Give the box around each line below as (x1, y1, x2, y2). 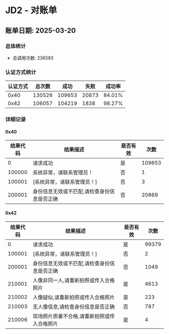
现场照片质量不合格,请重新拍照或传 (32, 312, 115, 319)
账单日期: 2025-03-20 (5, 26, 76, 35)
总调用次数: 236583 (12, 55, 54, 61)
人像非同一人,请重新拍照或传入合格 (32, 277, 115, 284)
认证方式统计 (5, 68, 37, 75)
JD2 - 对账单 (5, 5, 57, 16)
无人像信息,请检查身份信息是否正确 (32, 303, 115, 310)
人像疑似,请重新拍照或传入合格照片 (32, 294, 115, 301)
